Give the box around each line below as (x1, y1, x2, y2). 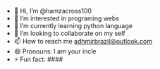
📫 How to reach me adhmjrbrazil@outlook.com (13, 37, 153, 45)
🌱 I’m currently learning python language (13, 22, 133, 30)
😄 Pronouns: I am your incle (13, 47, 97, 56)
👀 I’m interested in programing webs (13, 14, 120, 23)
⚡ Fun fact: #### (13, 55, 63, 63)
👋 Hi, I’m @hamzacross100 (13, 7, 92, 15)
